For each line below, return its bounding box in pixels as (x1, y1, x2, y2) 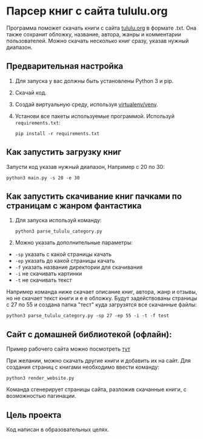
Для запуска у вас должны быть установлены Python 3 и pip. (15, 77, 174, 84)
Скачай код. (15, 89, 47, 96)
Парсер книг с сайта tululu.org (6, 4, 168, 18)
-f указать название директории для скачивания (15, 263, 143, 271)
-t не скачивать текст (15, 277, 72, 284)
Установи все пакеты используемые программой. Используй (15, 112, 175, 119)
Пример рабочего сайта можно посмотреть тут (6, 345, 130, 352)
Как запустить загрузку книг (6, 147, 122, 157)
